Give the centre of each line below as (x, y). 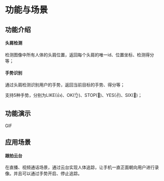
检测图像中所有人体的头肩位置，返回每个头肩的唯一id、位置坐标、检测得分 (80, 55)
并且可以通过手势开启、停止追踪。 (48, 174)
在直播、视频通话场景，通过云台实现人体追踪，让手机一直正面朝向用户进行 (80, 167)
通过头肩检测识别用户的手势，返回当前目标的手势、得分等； (65, 85)
